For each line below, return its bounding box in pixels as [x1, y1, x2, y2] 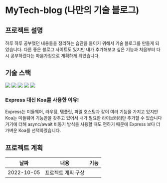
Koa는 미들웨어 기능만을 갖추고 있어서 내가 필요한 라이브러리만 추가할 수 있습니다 [5, 115, 162, 121]
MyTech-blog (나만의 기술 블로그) [5, 4, 140, 16]
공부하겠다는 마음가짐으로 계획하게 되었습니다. [10, 53, 100, 58]
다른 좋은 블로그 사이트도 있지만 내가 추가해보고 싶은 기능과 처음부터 [23, 46, 156, 52]
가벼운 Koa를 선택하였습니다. [5, 127, 61, 133]
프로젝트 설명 [5, 26, 43, 34]
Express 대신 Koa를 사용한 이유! [5, 96, 79, 103]
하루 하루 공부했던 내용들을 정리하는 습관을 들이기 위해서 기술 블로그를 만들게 [5, 40, 155, 46]
